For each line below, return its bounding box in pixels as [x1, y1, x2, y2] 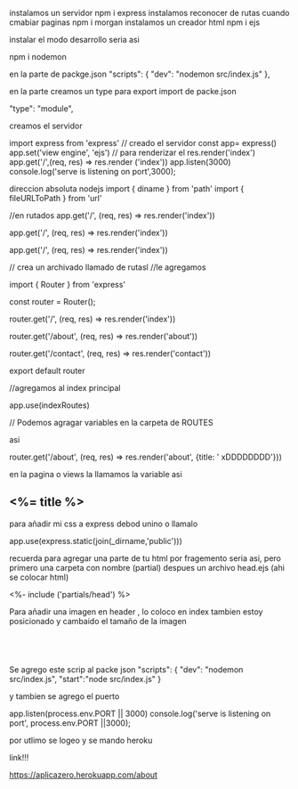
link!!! [9, 752, 29, 762]
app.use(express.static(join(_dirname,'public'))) [9, 535, 182, 546]
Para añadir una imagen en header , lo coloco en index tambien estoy [9, 606, 263, 617]
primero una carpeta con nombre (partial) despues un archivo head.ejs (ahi [9, 562, 285, 573]
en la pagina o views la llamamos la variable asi [9, 469, 182, 479]
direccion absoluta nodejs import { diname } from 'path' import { [9, 183, 245, 194]
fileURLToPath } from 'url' [9, 193, 102, 203]
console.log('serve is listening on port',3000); [9, 167, 176, 176]
